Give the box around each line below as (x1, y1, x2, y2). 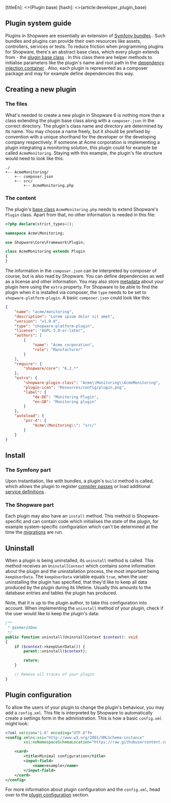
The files (5, 100, 28, 107)
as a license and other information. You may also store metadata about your (5, 278, 164, 284)
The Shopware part (5, 501, 54, 508)
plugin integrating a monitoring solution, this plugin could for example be (5, 145, 158, 151)
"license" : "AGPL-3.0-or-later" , (14, 328, 85, 333)
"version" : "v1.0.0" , (14, 319, 60, 324)
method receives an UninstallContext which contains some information (5, 563, 156, 569)
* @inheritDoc (7, 625, 38, 630)
